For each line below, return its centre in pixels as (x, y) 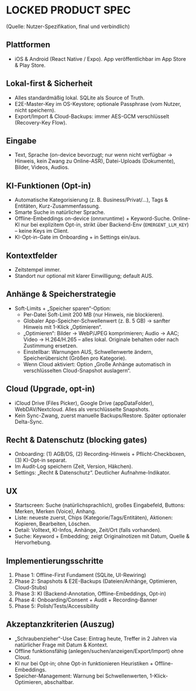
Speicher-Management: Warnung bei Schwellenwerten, (81, 676)
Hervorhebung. (33, 542)
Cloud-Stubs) (31, 587)
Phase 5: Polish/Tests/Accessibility (56, 606)
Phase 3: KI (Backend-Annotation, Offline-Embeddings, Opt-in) (90, 594)
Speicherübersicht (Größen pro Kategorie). (75, 358)
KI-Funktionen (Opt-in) (49, 186)
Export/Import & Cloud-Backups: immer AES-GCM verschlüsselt (92, 116)
